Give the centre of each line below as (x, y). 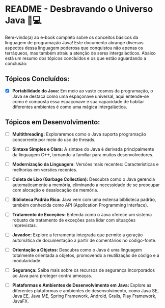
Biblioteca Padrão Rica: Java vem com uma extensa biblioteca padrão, (84, 199)
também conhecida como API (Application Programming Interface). (80, 205)
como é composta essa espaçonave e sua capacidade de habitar (78, 101)
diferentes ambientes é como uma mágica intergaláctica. (70, 107)
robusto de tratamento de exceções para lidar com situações (74, 220)
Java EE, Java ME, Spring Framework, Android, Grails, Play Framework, (84, 296)
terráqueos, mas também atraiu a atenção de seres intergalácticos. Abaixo (81, 53)
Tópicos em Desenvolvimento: (53, 122)
